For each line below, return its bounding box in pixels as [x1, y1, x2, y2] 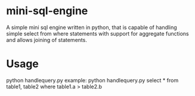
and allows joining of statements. [6, 36, 88, 43]
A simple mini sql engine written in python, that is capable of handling [6, 24, 177, 31]
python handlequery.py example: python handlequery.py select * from [6, 76, 179, 84]
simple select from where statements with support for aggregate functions [6, 30, 189, 37]
